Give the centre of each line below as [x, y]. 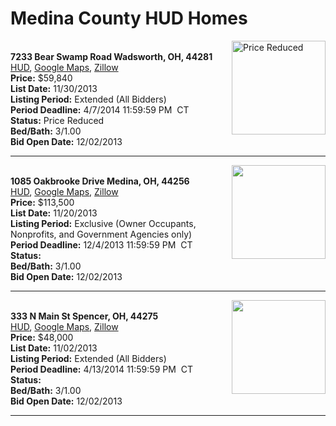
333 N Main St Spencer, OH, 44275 [84, 316]
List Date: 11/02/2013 [54, 348]
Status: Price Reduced [57, 120]
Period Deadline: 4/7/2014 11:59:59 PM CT [100, 109]
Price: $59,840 [41, 78]
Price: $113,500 [42, 202]
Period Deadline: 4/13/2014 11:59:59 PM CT [101, 369]
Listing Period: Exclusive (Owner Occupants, [103, 223]
